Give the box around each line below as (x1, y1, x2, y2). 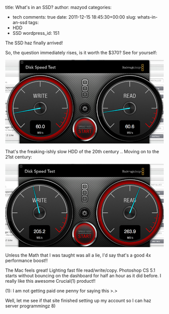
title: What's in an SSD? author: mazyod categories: (5, 5, 112, 10)
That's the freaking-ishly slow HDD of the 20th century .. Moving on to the (5, 149, 159, 155)
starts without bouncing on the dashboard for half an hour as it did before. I (5, 272, 161, 279)
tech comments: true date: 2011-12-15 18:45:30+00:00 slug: (12, 14, 137, 20)
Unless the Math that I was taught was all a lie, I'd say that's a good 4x (5, 252, 151, 258)
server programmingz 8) (5, 302, 56, 309)
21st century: (5, 154, 32, 160)
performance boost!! (5, 257, 48, 264)
